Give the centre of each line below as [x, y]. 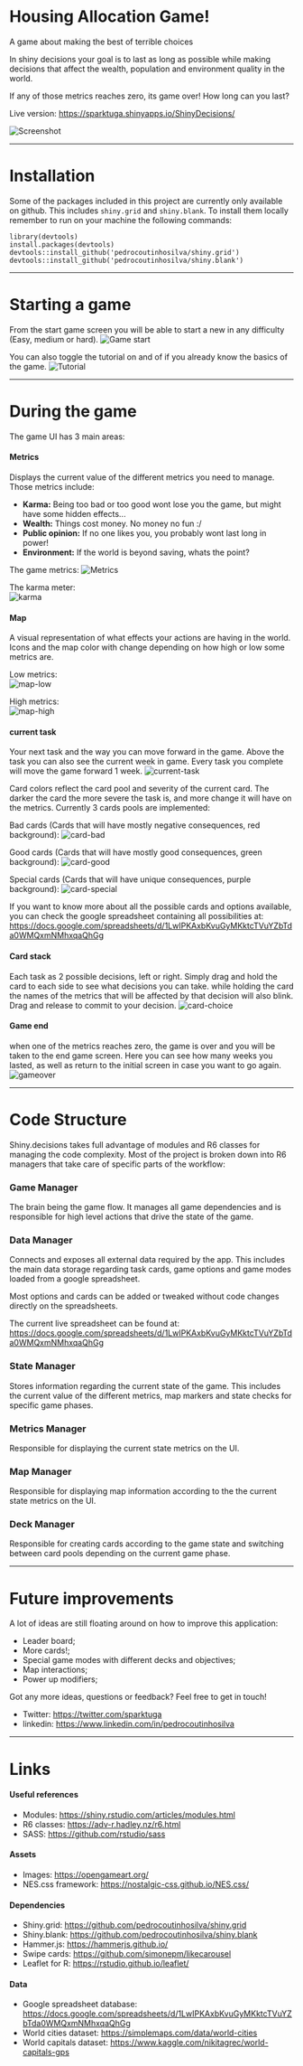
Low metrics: [33, 674]
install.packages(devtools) [62, 244]
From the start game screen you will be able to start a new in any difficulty [147, 329]
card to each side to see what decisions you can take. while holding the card [152, 986]
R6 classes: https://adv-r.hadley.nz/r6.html [101, 1824]
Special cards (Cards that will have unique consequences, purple [130, 879]
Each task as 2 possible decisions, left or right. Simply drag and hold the [143, 976]
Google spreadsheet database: [80, 2005]
